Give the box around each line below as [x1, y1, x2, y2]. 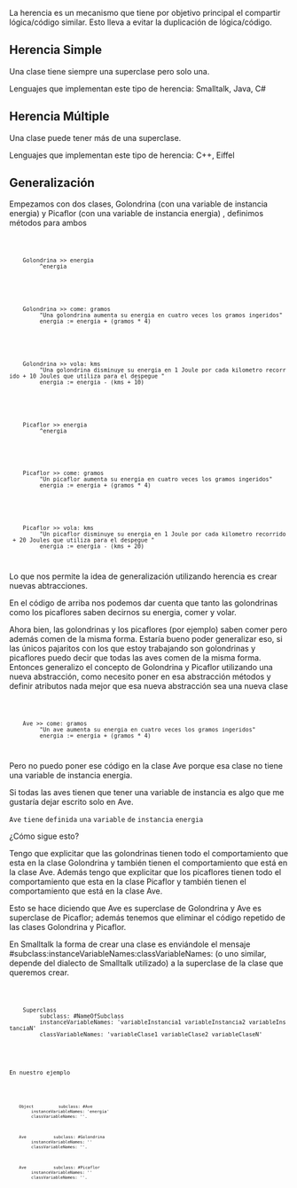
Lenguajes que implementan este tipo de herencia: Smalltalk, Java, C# [9, 83, 266, 94]
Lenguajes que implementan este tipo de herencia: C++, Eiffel [9, 150, 235, 160]
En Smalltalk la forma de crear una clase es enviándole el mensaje [9, 939, 251, 950]
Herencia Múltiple [9, 109, 110, 124]
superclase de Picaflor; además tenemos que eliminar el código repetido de [9, 912, 285, 923]
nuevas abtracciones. [9, 581, 89, 591]
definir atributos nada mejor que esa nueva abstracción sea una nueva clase [9, 681, 288, 692]
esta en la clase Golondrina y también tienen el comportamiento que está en [9, 857, 288, 868]
